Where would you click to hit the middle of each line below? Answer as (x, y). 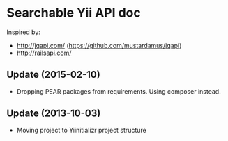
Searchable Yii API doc (74, 13)
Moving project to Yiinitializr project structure (82, 130)
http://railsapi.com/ (44, 53)
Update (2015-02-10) (53, 75)
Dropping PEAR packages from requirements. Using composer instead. (119, 91)
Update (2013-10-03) (54, 114)
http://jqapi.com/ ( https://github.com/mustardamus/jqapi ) (99, 45)
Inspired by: (24, 32)
